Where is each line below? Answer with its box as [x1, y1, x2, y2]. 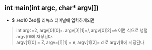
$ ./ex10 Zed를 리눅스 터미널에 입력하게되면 [11, 17, 95, 23]
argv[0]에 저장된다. [16, 33, 54, 39]
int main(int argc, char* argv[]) [4, 4, 99, 12]
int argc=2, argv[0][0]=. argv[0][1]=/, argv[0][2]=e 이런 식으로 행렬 [16, 27, 148, 33]
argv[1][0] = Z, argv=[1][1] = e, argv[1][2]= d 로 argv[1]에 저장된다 [16, 39, 145, 45]
